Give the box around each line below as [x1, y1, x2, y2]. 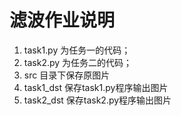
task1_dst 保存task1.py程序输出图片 [23, 81, 169, 93]
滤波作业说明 [9, 9, 116, 32]
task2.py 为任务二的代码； [23, 56, 133, 68]
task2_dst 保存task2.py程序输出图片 [23, 94, 172, 106]
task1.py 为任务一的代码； [23, 44, 131, 56]
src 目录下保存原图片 [23, 69, 111, 81]
